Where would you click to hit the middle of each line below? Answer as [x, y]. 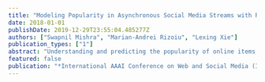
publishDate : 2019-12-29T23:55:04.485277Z [79, 30]
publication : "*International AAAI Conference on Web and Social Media [128, 66]
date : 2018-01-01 [37, 23]
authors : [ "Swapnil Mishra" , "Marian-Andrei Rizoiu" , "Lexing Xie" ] [123, 37]
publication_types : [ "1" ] [50, 45]
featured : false [35, 59]
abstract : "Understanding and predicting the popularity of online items [132, 52]
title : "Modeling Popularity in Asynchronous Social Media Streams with [130, 15]
